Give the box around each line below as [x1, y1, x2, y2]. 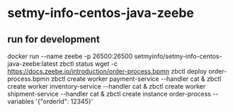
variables [7, 97, 34, 106]
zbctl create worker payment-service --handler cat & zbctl [50, 74, 222, 83]
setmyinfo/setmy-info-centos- [134, 52, 222, 60]
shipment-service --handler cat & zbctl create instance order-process [7, 90, 211, 98]
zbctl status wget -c [59, 60, 118, 68]
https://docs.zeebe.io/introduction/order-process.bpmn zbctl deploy [7, 67, 208, 75]
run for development [7, 33, 101, 45]
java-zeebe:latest [7, 60, 58, 68]
